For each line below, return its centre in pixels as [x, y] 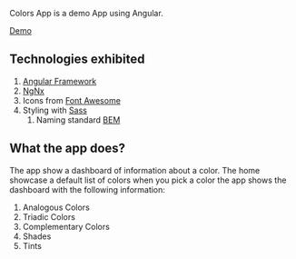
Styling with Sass [55, 110]
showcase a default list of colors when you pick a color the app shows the [148, 180]
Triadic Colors [49, 216]
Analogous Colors [56, 207]
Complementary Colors [66, 226]
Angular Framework [59, 81]
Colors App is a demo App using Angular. [86, 13]
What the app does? [67, 149]
